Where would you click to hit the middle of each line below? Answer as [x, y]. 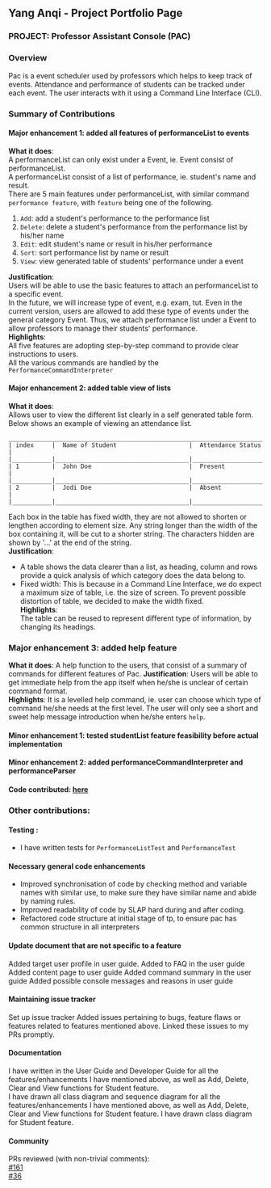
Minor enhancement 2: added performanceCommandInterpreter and [126, 762]
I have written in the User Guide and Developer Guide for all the [114, 1071]
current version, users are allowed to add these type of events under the [129, 311]
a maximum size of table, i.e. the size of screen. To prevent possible [133, 592]
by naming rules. [48, 901]
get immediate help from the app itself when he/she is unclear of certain [128, 683]
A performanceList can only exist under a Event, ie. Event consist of [121, 159]
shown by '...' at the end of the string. [70, 542]
